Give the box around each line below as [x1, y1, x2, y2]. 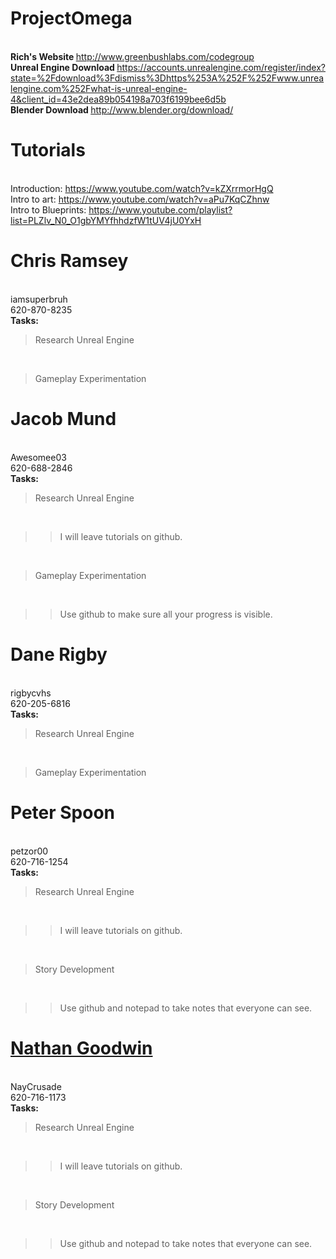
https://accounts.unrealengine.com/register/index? [116, 61, 326, 73]
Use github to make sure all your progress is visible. [59, 608, 273, 620]
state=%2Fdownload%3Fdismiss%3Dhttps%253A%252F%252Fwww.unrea [10, 72, 325, 84]
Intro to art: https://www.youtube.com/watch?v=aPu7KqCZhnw [10, 193, 270, 205]
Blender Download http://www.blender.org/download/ [10, 103, 234, 116]
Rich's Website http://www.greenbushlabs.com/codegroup [10, 50, 255, 62]
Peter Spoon [10, 801, 116, 824]
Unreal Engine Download [10, 61, 115, 73]
